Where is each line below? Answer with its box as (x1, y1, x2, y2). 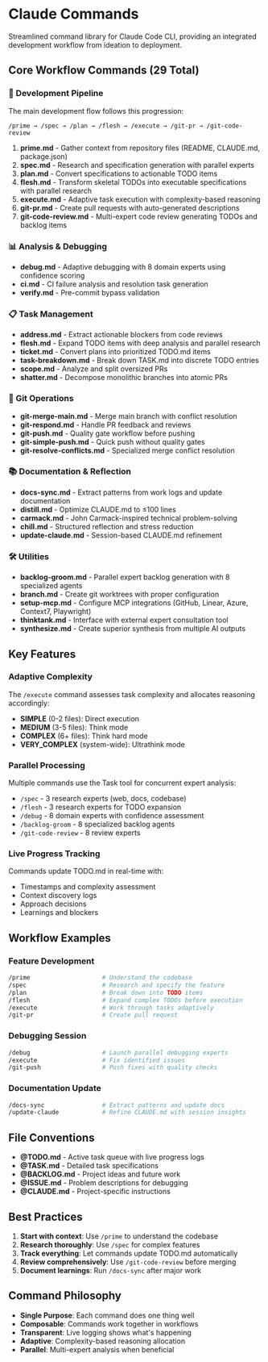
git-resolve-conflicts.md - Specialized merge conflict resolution (19, 445, 235, 455)
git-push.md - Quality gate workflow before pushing (19, 428, 196, 438)
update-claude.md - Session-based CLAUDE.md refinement (19, 530, 223, 540)
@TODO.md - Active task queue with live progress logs (19, 1152, 205, 1162)
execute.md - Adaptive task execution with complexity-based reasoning (19, 194, 261, 204)
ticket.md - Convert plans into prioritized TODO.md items (19, 347, 211, 357)
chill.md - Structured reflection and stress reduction (19, 521, 195, 531)
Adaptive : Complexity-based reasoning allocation (19, 1336, 186, 1346)
